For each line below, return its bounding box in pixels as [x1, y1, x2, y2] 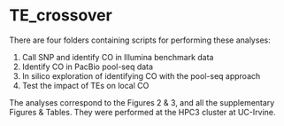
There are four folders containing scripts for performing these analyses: [9, 35, 272, 45]
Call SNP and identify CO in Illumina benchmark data [21, 51, 214, 62]
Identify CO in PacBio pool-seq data [21, 61, 153, 72]
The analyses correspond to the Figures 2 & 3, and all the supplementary [9, 97, 275, 107]
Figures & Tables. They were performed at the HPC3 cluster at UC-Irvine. [9, 106, 276, 117]
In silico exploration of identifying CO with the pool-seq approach [21, 70, 261, 81]
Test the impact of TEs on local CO [21, 80, 150, 91]
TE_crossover [9, 5, 112, 26]
